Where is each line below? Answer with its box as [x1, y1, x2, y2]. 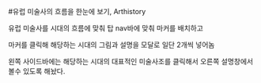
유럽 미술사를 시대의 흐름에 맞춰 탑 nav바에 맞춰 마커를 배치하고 [8, 23, 204, 33]
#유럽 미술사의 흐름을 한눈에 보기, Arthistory [8, 7, 146, 16]
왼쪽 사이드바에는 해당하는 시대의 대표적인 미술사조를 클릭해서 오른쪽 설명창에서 [8, 57, 254, 66]
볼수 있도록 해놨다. [8, 67, 66, 76]
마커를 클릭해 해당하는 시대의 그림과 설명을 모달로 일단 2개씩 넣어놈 [8, 40, 215, 49]
